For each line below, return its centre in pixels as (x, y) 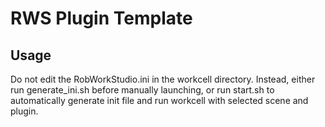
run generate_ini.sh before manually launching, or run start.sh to (142, 90)
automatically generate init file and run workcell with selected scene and (159, 100)
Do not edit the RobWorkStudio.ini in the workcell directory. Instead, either (163, 79)
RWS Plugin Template (101, 18)
